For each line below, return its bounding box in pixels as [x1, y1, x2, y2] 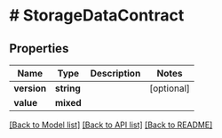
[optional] [149, 82, 191, 94]
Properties [9, 41, 69, 56]
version [13, 82, 47, 94]
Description [90, 68, 141, 79]
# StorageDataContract [9, 5, 185, 26]
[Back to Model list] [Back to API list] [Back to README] [9, 119, 213, 130]
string [54, 82, 82, 94]
